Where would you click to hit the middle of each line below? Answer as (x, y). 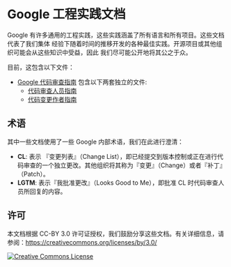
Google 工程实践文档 (66, 14)
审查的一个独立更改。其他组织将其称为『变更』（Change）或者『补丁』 (125, 165)
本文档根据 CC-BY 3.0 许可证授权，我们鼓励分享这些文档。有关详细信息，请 (116, 234)
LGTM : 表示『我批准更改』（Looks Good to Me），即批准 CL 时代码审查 (118, 183)
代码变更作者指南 (52, 99)
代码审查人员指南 (52, 91)
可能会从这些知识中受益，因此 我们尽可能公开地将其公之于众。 (102, 52)
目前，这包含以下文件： (41, 67)
